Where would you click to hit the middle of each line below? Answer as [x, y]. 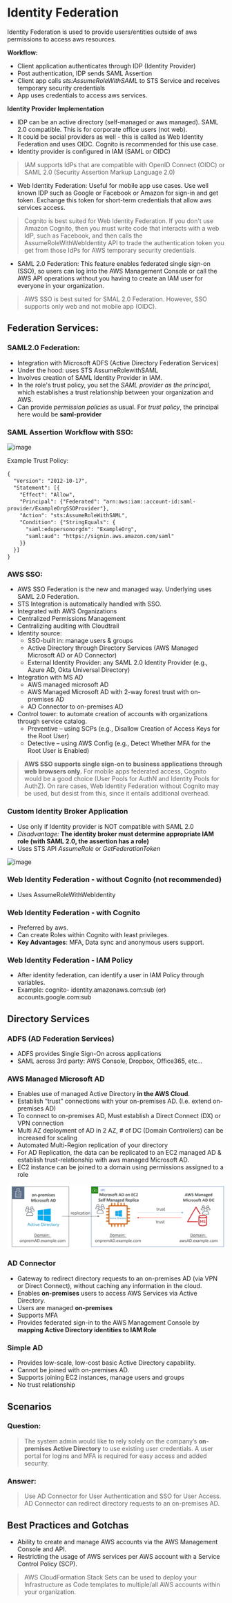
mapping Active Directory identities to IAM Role [87, 1330]
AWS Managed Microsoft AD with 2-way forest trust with [108, 692]
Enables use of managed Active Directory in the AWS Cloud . [103, 1094]
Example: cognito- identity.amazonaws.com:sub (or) [91, 990]
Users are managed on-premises [65, 1307]
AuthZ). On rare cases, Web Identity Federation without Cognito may [122, 786]
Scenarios [29, 1407]
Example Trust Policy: [38, 460]
